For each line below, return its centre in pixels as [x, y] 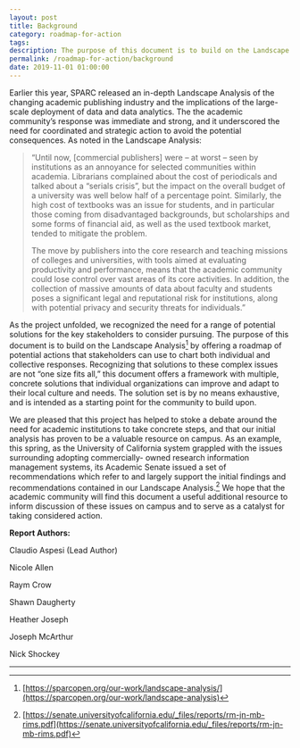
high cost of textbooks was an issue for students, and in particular [153, 204]
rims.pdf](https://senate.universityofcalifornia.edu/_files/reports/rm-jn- [153, 725]
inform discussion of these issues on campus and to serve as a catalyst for [147, 506]
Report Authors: [40, 533]
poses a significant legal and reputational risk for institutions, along [154, 298]
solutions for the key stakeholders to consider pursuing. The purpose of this [149, 334]
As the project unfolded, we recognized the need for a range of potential [142, 324]
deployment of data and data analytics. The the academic [137, 112]
